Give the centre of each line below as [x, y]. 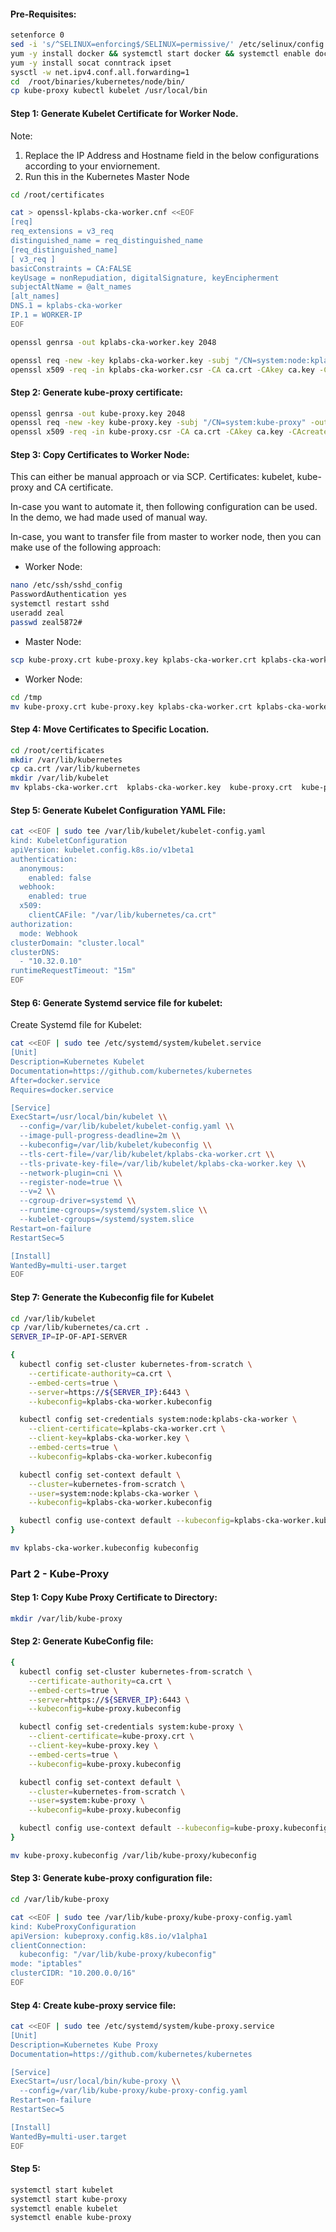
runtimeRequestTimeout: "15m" [73, 971]
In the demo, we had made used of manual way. [109, 517]
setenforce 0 [37, 35]
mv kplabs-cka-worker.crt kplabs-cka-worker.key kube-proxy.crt [151, 788]
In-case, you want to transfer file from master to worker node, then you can [166, 537]
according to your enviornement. [92, 166]
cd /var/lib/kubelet [53, 1318]
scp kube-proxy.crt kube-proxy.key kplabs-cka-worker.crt [133, 660]
